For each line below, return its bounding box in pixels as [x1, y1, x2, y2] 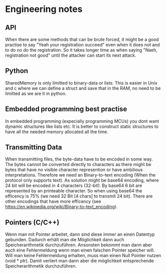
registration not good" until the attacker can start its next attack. [5, 52, 137, 58]
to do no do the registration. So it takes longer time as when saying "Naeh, [5, 47, 158, 53]
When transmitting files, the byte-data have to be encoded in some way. [5, 156, 153, 162]
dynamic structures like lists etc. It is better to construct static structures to [5, 123, 159, 129]
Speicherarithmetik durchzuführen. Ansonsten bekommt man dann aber [5, 242, 153, 248]
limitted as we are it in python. [5, 91, 67, 96]
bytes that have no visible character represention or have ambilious [5, 167, 143, 173]
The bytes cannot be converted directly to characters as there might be [5, 162, 152, 168]
